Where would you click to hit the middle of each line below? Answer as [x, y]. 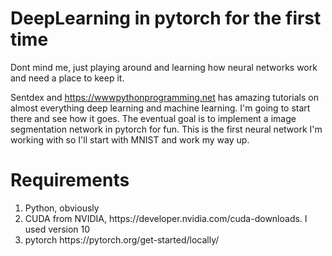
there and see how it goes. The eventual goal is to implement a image [153, 118]
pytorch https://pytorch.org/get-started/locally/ [122, 239]
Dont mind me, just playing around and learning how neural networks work [164, 67]
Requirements [70, 180]
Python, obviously [62, 208]
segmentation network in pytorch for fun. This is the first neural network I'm [166, 129]
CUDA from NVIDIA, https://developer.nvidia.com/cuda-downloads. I [166, 218]
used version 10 [57, 229]
